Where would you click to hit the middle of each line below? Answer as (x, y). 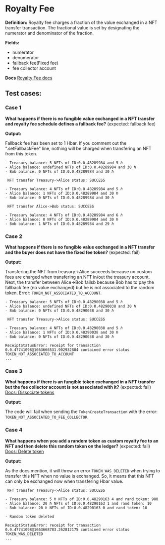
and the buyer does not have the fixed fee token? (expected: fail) (73, 252)
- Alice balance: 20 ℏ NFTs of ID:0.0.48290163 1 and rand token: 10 (79, 503)
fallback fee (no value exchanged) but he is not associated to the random (80, 287)
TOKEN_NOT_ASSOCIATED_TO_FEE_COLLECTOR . (47, 417)
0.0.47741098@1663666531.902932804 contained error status (67, 350)
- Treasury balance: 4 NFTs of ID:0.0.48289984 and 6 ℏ (64, 215)
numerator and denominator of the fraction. (50, 33)
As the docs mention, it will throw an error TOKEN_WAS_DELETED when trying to (82, 470)
